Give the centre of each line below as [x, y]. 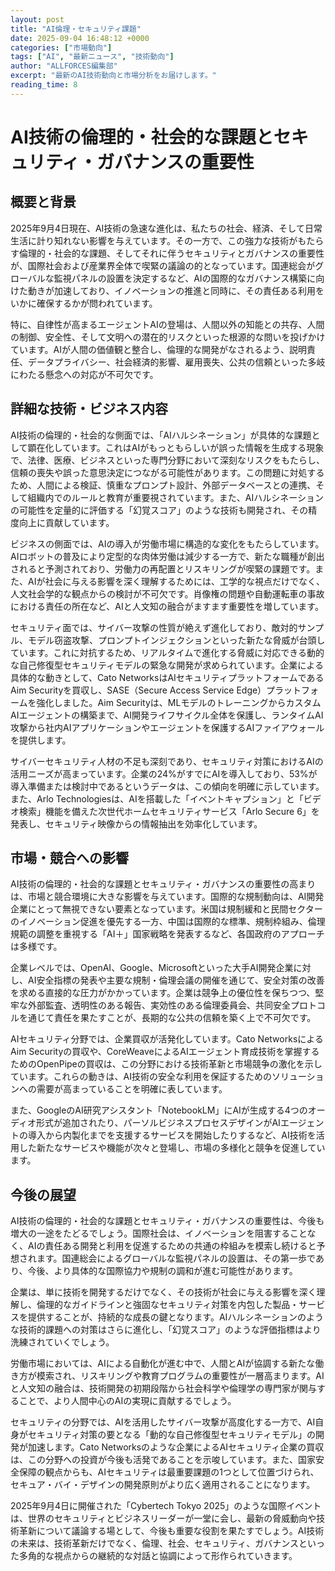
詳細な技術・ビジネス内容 [89, 409]
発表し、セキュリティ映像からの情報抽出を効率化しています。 [136, 823]
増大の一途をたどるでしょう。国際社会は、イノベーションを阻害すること [159, 1233]
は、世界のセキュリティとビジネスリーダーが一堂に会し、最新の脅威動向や [163, 1518]
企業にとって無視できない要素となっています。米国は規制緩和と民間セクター [166, 909]
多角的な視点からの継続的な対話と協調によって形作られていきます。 [158, 1556]
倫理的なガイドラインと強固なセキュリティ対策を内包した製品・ [168, 1305]
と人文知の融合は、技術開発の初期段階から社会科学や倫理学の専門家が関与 [163, 1388]
